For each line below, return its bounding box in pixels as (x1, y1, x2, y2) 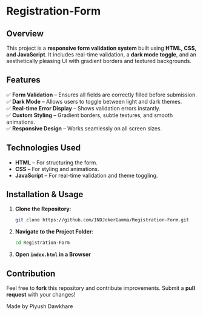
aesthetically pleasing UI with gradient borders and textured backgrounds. (6, 58, 192, 64)
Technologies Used (6, 143, 81, 153)
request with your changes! (6, 291, 76, 298)
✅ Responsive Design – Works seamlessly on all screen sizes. (6, 124, 162, 132)
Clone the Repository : (15, 205, 72, 213)
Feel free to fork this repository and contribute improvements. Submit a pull (6, 284, 195, 292)
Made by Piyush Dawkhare (6, 303, 73, 310)
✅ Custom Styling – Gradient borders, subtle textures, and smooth (6, 111, 173, 119)
